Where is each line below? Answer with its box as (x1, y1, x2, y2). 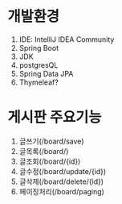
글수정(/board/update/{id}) (18, 166, 107, 176)
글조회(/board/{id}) (18, 156, 81, 166)
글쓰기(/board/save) (18, 136, 85, 146)
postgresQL (18, 60, 59, 69)
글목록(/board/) (18, 146, 69, 156)
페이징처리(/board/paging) (18, 186, 105, 196)
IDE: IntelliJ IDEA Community (18, 34, 115, 44)
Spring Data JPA (18, 69, 74, 78)
